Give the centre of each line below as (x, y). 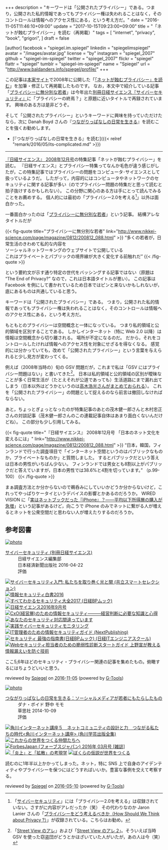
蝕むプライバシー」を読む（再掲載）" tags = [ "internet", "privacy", (87, 32)
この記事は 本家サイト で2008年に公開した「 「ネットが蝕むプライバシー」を (82, 80)
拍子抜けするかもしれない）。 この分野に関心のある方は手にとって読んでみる (83, 191)
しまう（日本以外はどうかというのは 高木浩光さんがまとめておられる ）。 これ (83, 386)
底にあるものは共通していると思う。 (42, 291)
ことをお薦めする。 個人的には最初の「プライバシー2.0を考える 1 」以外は (80, 197)
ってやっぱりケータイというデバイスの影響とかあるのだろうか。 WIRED (82, 493)
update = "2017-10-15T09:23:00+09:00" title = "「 (105, 26)
